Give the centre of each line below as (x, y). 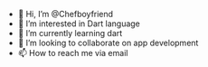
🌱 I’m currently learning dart (70, 33)
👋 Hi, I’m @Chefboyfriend (66, 14)
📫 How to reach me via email (73, 53)
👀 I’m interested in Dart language (79, 24)
